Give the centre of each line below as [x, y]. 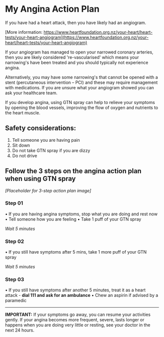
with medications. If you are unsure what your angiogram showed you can [80, 87]
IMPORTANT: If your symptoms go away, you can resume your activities [78, 314]
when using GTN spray [41, 179]
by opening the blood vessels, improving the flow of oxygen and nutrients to [82, 107]
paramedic [16, 301]
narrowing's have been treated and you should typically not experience [77, 62]
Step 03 [15, 280]
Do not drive [25, 156]
